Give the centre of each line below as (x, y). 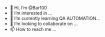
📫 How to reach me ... (33, 29)
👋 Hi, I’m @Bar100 (28, 8)
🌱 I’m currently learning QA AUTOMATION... (55, 18)
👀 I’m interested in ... (31, 13)
